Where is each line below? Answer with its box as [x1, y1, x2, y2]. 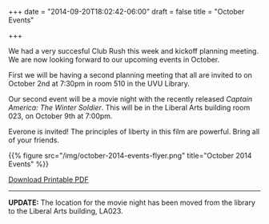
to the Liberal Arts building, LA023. [8, 206, 123, 215]
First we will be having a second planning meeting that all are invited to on [8, 70, 252, 79]
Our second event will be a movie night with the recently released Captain [8, 94, 253, 103]
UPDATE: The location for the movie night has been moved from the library [8, 198, 256, 207]
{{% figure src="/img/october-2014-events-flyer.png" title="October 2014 [8, 151, 252, 160]
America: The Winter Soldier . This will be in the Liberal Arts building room [8, 103, 251, 112]
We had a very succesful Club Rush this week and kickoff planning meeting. [8, 46, 259, 55]
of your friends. [8, 135, 60, 145]
